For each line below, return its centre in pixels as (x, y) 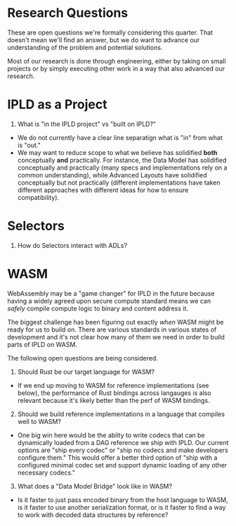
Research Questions (68, 13)
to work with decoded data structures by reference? (93, 515)
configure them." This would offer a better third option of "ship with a (117, 457)
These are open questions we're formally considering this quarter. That (110, 32)
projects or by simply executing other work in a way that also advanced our (116, 68)
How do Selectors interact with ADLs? (72, 245)
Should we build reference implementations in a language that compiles (121, 414)
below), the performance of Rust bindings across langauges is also (114, 393)
